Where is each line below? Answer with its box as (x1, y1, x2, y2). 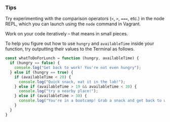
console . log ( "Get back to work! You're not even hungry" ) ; (14, 65, 142, 70)
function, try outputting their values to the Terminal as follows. (5, 46, 135, 52)
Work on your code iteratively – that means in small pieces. (5, 31, 128, 37)
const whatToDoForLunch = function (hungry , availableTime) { (5, 56, 139, 61)
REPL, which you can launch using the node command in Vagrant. (5, 21, 141, 27)
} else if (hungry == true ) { (10, 70, 73, 75)
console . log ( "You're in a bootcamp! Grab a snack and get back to (18, 98, 162, 103)
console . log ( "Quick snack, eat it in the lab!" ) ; (18, 79, 125, 85)
